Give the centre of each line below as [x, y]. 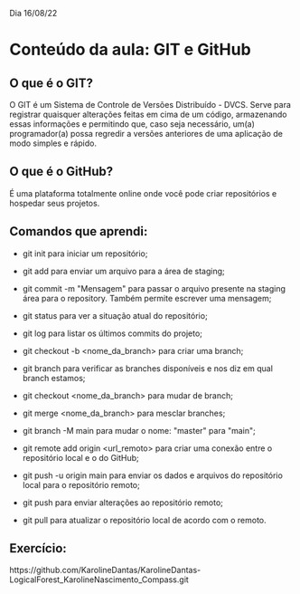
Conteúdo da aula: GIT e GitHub [130, 50]
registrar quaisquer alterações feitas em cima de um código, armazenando [148, 114]
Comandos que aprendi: [79, 231]
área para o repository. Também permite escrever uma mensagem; [147, 298]
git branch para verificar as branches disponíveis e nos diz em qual [148, 368]
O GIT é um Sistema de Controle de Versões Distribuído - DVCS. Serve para [150, 105]
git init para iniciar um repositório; [85, 254]
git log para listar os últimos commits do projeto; [112, 333]
